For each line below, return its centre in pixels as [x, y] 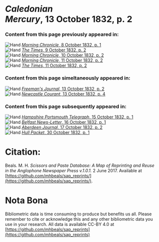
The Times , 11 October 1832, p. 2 [54, 65]
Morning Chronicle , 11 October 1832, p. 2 [62, 60]
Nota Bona [27, 201]
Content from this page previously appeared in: [62, 34]
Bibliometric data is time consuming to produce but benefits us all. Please [78, 214]
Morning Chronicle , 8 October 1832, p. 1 [61, 45]
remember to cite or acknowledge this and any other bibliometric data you [79, 219]
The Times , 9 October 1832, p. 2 [54, 50]
